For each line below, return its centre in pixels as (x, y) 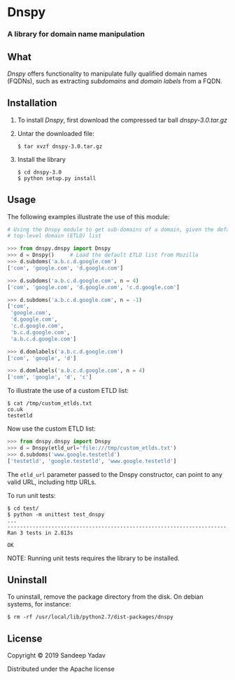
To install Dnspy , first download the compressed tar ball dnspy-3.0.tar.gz (122, 120)
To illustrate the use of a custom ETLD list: (68, 391)
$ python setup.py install (57, 178)
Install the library (42, 159)
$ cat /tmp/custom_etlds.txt (50, 403)
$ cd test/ (23, 508)
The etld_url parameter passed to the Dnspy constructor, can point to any (115, 474)
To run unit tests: (31, 495)
